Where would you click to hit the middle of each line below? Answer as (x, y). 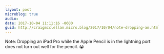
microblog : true (21, 14)
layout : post (18, 9)
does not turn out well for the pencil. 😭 (45, 47)
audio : (12, 18)
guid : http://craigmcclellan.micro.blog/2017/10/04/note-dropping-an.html (83, 28)
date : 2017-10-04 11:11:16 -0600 (39, 23)
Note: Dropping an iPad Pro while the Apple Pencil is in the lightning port (78, 41)
